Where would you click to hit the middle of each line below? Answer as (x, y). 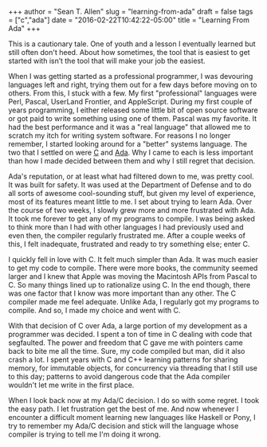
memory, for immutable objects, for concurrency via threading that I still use (133, 368)
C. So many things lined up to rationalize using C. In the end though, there (130, 285)
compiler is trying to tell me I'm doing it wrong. (84, 434)
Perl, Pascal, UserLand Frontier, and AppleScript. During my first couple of (130, 102)
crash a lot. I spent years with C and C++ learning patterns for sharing (123, 359)
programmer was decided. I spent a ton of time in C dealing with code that (130, 334)
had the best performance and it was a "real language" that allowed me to (130, 127)
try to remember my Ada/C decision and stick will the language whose (124, 426)
